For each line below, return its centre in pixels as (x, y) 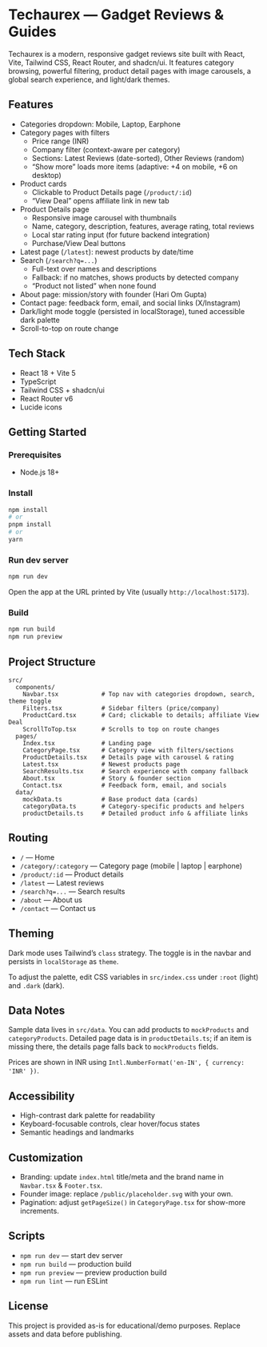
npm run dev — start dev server (71, 1255)
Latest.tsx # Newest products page (102, 764)
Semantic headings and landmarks (77, 1132)
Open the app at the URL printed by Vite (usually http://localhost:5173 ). (129, 592)
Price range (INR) (60, 141)
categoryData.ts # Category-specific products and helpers (134, 806)
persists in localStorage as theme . (64, 961)
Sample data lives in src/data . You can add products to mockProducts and (129, 1030)
